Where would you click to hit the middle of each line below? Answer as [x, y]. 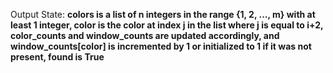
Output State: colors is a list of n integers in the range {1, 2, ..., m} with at [163, 14]
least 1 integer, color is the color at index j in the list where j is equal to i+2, [167, 25]
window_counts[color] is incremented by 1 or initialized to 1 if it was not [161, 46]
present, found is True [57, 57]
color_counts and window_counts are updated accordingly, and [145, 35]
